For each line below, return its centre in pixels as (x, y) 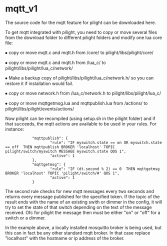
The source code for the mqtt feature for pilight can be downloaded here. (81, 22)
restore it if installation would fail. (39, 83)
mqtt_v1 (21, 9)
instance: (15, 129)
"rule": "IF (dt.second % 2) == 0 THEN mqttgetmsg (105, 169)
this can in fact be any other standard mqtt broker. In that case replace (78, 232)
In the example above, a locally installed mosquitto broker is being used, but (83, 227)
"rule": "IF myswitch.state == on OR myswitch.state (106, 142)
